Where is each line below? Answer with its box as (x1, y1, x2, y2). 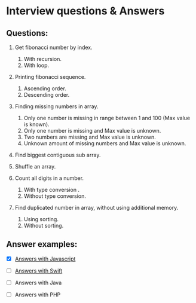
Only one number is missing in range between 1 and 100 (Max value (23, 115, 190, 121)
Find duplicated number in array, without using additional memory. (14, 204, 179, 211)
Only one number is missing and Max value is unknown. (23, 127, 161, 134)
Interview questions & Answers (6, 4, 165, 18)
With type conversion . (23, 186, 79, 193)
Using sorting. (23, 216, 59, 222)
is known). (23, 121, 50, 128)
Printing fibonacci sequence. (14, 74, 86, 80)
